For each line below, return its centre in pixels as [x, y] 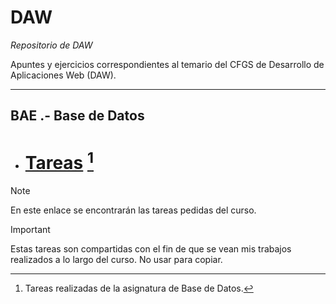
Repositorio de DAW [51, 45]
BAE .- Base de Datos [77, 116]
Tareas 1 [59, 160]
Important [30, 229]
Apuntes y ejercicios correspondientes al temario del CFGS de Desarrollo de [167, 64]
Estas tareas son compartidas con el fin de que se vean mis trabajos [151, 248]
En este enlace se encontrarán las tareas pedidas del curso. [133, 210]
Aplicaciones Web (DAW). [63, 75]
